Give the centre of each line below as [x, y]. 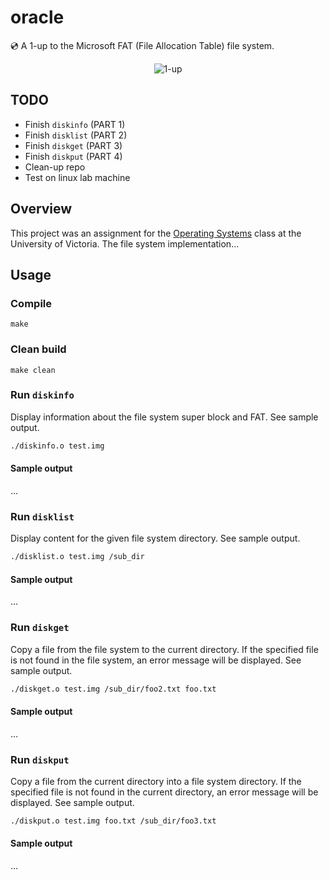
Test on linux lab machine [77, 177]
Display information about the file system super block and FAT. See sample [164, 417]
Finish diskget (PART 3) [73, 145]
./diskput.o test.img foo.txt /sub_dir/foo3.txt [113, 821]
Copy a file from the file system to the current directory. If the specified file [164, 649]
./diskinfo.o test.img [57, 446]
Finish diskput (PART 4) [73, 156]
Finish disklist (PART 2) [76, 135]
